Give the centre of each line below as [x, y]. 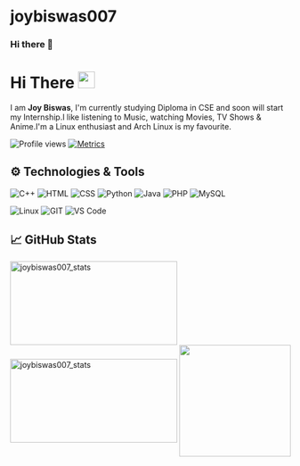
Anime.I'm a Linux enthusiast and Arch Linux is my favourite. [121, 127]
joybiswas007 [64, 17]
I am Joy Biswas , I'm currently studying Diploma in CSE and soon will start [147, 108]
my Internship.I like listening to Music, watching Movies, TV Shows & [136, 117]
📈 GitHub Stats [53, 240]
